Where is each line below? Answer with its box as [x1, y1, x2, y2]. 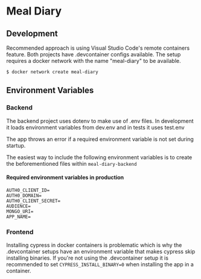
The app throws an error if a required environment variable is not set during [6, 135, 194, 143]
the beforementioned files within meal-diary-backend [6, 160, 137, 167]
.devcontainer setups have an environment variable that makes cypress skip [6, 248, 196, 255]
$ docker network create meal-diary [6, 69, 98, 75]
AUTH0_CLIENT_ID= [6, 187, 50, 193]
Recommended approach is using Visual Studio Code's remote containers [6, 44, 190, 51]
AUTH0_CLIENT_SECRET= [6, 198, 61, 204]
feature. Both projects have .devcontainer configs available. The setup [6, 51, 181, 58]
